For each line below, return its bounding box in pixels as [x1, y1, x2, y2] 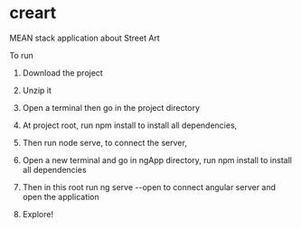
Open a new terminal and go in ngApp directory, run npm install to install [22, 154, 292, 165]
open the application [22, 191, 99, 202]
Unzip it [22, 85, 52, 96]
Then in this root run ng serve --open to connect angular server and [22, 181, 277, 192]
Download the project [22, 67, 104, 78]
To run [9, 50, 34, 60]
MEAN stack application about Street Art [9, 32, 160, 43]
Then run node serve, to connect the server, [22, 137, 187, 148]
